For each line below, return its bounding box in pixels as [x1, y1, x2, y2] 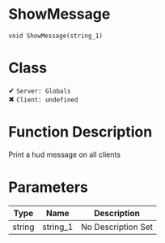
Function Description [8, 123, 153, 141]
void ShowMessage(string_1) [8, 32, 104, 40]
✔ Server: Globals [8, 85, 71, 95]
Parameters [8, 178, 89, 196]
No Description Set [80, 221, 154, 232]
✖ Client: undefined [8, 94, 78, 104]
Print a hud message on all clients [8, 150, 121, 159]
